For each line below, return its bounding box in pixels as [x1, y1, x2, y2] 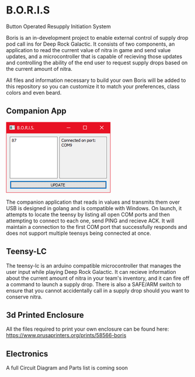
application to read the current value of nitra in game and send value [6, 46, 171, 53]
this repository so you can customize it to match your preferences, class [6, 83, 180, 90]
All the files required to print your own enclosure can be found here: [6, 325, 169, 333]
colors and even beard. [6, 89, 62, 96]
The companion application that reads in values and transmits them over [6, 198, 180, 205]
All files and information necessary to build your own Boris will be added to [6, 77, 186, 84]
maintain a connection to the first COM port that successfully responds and [6, 223, 187, 230]
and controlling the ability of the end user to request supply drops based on [6, 59, 188, 66]
